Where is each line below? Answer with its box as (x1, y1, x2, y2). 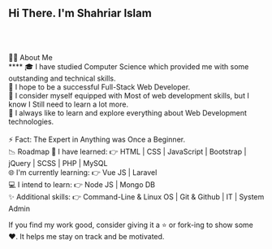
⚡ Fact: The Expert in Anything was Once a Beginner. (8, 134, 185, 144)
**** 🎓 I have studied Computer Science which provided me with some (8, 61, 249, 72)
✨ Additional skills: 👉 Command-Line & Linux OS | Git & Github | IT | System (8, 191, 265, 202)
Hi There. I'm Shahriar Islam (8, 7, 152, 20)
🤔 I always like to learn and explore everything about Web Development (8, 107, 248, 117)
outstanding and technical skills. (8, 73, 116, 83)
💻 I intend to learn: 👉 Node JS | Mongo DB (8, 179, 156, 190)
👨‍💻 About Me (8, 52, 53, 62)
